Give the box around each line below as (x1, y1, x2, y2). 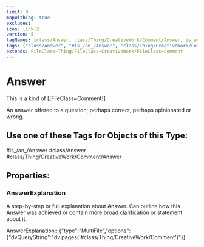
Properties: (6, 171, 50, 181)
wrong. (6, 113, 24, 120)
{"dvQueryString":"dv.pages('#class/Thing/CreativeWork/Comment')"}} (6, 234, 186, 241)
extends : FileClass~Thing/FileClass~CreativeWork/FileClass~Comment (6, 49, 183, 55)
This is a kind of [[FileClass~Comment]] (6, 95, 106, 102)
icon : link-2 (6, 25, 39, 32)
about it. (6, 215, 27, 223)
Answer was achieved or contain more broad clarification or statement (6, 209, 183, 216)
